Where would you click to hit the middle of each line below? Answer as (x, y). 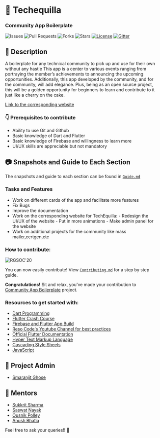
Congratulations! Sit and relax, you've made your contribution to (71, 285)
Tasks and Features (29, 189)
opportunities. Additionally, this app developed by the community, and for (79, 79)
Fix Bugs (21, 205)
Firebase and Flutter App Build (43, 324)
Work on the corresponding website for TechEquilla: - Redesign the (80, 216)
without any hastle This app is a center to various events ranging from (76, 69)
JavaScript (23, 350)
